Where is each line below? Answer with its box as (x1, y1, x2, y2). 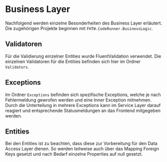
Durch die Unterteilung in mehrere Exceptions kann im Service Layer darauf (5, 102, 161, 108)
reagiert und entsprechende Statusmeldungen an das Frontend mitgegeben (5, 107, 161, 113)
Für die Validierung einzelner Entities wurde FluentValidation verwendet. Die (5, 53, 161, 59)
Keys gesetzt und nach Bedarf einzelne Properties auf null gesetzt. (5, 151, 143, 157)
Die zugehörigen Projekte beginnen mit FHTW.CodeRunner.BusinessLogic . (5, 25, 153, 31)
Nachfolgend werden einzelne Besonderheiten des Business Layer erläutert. (5, 20, 162, 26)
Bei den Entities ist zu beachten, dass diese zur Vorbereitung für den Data (5, 140, 157, 146)
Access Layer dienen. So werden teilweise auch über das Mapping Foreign (5, 146, 159, 152)
